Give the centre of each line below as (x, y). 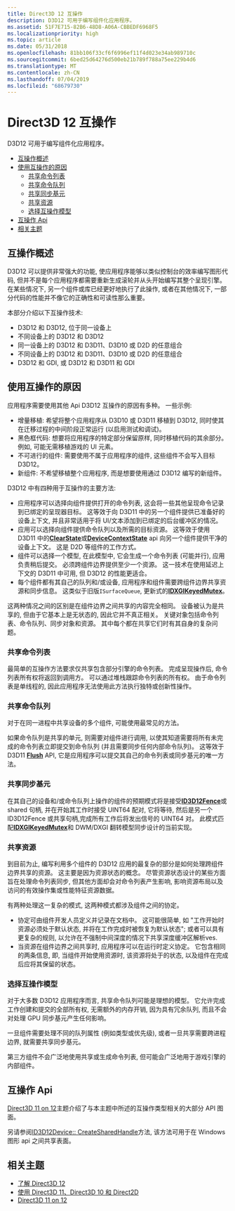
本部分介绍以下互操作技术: (45, 313)
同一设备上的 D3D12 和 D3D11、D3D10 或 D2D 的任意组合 (100, 345)
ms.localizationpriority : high (53, 33)
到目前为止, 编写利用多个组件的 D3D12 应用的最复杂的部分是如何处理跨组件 (115, 864)
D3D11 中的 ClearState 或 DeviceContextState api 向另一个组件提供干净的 (122, 538)
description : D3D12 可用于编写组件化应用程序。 (71, 20)
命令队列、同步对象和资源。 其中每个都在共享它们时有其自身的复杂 (115, 623)
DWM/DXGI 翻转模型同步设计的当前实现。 (136, 827)
